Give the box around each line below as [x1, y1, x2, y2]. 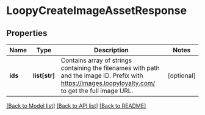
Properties [6, 28, 48, 38]
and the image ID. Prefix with [60, 71, 143, 80]
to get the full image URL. [60, 86, 134, 95]
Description [93, 46, 129, 54]
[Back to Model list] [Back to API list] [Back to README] [6, 102, 146, 110]
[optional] [167, 71, 196, 80]
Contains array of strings [60, 56, 132, 64]
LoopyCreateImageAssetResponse [6, 4, 187, 18]
